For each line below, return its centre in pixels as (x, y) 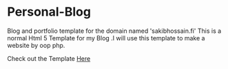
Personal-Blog (49, 12)
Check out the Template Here (49, 58)
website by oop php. (36, 45)
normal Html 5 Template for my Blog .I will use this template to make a (106, 38)
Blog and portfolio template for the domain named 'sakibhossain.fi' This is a (114, 31)
